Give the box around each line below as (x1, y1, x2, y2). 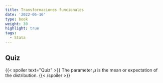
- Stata (10, 35, 26, 40)
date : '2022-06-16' (5, 12, 46, 17)
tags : (5, 30, 17, 35)
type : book (5, 16, 28, 21)
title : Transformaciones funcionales (5, 7, 84, 12)
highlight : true (5, 26, 39, 31)
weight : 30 (5, 21, 28, 26)
